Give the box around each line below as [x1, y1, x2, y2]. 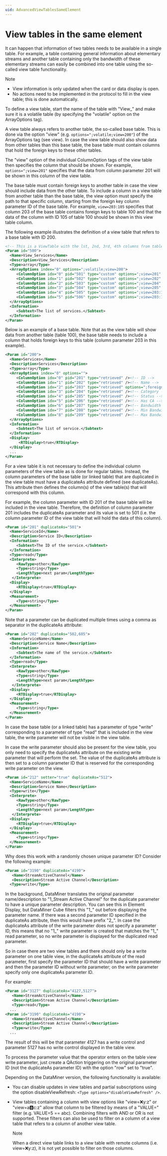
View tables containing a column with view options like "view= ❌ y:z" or [12, 1099, 157, 1105]
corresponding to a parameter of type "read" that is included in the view [5, 729, 153, 735]
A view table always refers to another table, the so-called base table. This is [5, 126, 161, 132]
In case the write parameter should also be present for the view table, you [5, 744, 157, 750]
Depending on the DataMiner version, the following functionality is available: [5, 1074, 162, 1080]
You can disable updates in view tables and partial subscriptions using [12, 1084, 157, 1090]
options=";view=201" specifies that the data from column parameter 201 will [5, 167, 161, 173]
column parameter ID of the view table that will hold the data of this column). [5, 515, 162, 521]
